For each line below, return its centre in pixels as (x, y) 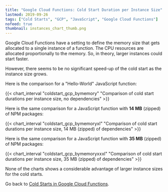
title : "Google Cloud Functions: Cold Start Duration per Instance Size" (84, 10)
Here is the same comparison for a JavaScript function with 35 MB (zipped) (83, 139)
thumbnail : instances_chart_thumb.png (46, 29)
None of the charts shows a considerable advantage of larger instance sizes (84, 169)
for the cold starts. (24, 174)
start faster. (17, 59)
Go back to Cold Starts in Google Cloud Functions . (57, 184)
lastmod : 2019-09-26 (27, 15)
